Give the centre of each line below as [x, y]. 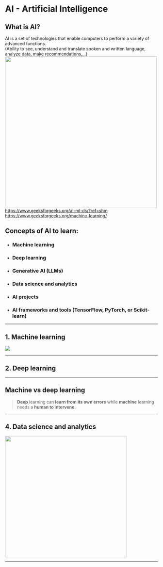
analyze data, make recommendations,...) [46, 54]
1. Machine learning [35, 337]
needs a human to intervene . [46, 407]
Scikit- [142, 310]
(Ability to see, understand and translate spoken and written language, [75, 49]
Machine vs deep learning [45, 390]
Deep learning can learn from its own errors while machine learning [85, 402]
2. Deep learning [31, 368]
